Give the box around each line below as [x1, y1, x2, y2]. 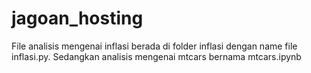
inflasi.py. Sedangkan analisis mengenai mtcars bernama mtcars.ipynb [11, 50, 302, 62]
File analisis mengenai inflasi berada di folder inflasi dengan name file [11, 40, 298, 52]
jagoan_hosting [11, 7, 144, 30]
